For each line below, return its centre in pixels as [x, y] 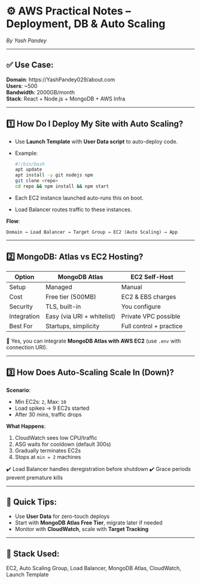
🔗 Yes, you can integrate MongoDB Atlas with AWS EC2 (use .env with [94, 341]
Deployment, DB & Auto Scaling [86, 24]
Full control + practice [152, 326]
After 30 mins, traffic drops [48, 414]
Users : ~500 [22, 86]
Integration [25, 316]
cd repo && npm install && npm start [62, 187]
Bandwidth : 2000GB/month [40, 92]
